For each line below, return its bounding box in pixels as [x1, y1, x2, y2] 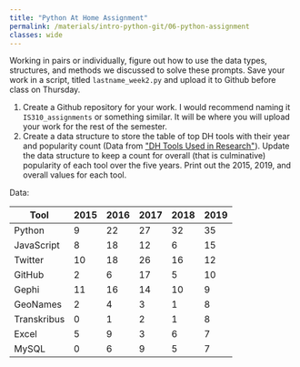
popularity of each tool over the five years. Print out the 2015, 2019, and [22, 160, 292, 171]
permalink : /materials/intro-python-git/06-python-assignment [9, 22, 250, 31]
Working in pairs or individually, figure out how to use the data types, [9, 56, 268, 66]
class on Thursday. [9, 84, 81, 96]
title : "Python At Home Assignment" [9, 13, 148, 23]
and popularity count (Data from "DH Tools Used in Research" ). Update [22, 140, 290, 151]
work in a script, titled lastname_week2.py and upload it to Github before [9, 75, 276, 86]
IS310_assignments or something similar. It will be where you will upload [22, 111, 291, 123]
